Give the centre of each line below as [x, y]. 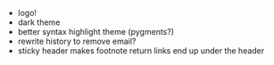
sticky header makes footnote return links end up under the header [141, 51]
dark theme [39, 22]
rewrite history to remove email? [77, 41]
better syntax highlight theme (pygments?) [96, 32]
